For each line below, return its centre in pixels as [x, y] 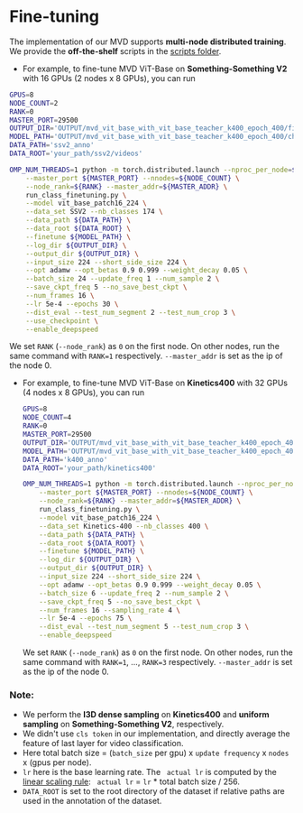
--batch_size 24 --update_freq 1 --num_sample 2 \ [123, 279]
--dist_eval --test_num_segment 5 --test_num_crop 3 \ [144, 627]
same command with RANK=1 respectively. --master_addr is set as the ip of [146, 356]
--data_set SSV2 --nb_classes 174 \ [95, 212]
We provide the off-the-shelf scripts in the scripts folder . [115, 51]
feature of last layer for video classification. [103, 744]
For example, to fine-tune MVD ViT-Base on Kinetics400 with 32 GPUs [155, 383]
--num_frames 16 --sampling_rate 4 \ [110, 610]
